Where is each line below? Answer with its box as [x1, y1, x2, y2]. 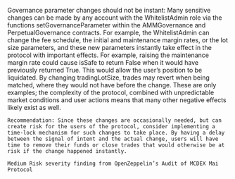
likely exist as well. [7, 104, 61, 111]
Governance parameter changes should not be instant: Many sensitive [7, 6, 211, 14]
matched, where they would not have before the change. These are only [7, 81, 217, 89]
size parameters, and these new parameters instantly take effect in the [7, 44, 212, 51]
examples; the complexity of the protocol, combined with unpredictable [7, 88, 215, 97]
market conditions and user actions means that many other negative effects [7, 96, 227, 104]
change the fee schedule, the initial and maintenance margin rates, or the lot [7, 36, 229, 44]
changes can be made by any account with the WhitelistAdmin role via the [7, 13, 222, 22]
